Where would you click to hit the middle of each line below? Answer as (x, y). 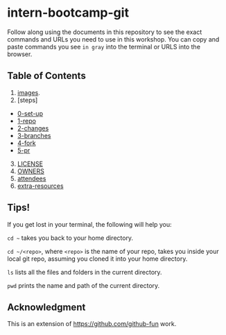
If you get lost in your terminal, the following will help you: (89, 224)
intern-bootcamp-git (68, 13)
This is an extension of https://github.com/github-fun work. (92, 324)
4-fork (26, 143)
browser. (20, 54)
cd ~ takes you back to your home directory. (70, 238)
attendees (32, 178)
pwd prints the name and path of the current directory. (84, 285)
